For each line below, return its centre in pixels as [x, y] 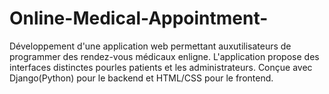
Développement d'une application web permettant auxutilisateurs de [150, 46]
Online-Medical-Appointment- [139, 18]
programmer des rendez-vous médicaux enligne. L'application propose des [164, 56]
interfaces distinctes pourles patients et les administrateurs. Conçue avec [161, 67]
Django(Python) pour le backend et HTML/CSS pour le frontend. [141, 78]
